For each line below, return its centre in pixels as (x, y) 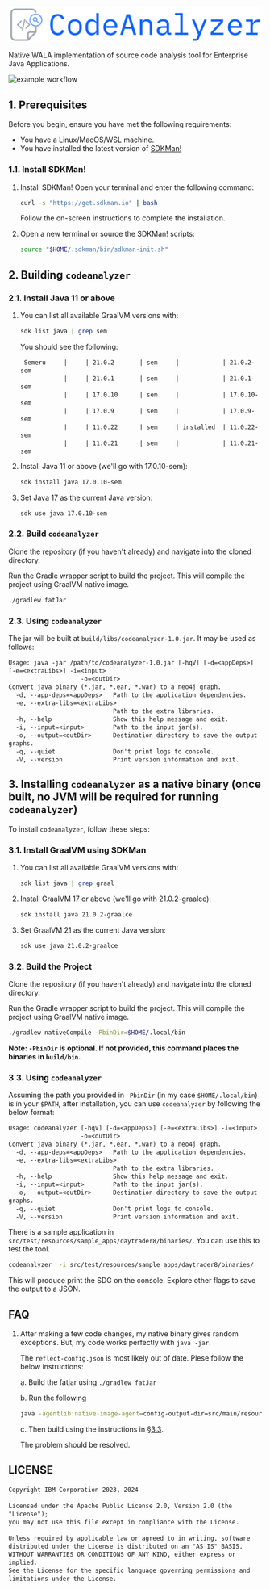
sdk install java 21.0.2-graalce (76, 915)
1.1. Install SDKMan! (47, 170)
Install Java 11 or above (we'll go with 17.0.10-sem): (104, 466)
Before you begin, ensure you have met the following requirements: (120, 124)
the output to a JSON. (44, 1289)
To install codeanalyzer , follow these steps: (79, 829)
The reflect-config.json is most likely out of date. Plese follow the (132, 1358)
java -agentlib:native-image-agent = (81, 1413)
